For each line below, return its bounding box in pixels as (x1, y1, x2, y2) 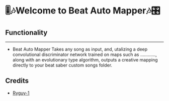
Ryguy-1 (12, 89, 30, 96)
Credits (5, 76, 29, 85)
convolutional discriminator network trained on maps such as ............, (12, 51, 157, 57)
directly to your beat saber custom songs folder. (12, 62, 112, 68)
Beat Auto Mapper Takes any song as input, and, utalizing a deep (12, 46, 148, 52)
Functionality (5, 28, 48, 36)
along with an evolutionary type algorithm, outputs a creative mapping (12, 57, 158, 62)
